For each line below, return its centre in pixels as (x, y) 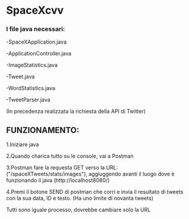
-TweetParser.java (28, 100)
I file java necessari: (36, 29)
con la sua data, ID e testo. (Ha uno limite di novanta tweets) (80, 198)
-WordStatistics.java (31, 88)
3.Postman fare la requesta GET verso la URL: (62, 168)
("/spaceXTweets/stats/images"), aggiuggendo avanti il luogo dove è (90, 174)
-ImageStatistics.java (32, 65)
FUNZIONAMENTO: (43, 130)
